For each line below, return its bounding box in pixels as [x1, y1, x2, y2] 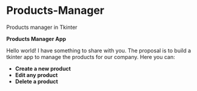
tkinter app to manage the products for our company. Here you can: [6, 53, 175, 60]
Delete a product [15, 78, 59, 85]
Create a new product [15, 64, 71, 72]
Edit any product [15, 71, 58, 78]
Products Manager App [6, 35, 67, 42]
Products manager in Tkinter [6, 24, 78, 31]
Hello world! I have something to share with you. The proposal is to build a [6, 46, 192, 54]
